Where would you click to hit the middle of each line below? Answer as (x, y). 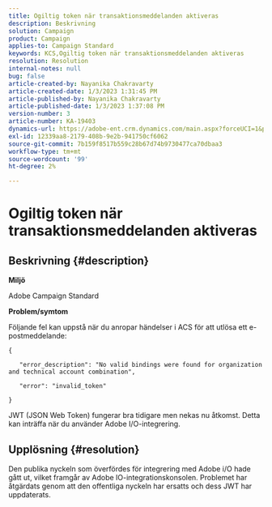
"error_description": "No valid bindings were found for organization (141, 365)
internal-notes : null (45, 69)
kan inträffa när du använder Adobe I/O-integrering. (94, 424)
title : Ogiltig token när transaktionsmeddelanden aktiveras (114, 16)
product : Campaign (39, 38)
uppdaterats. (30, 494)
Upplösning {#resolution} (74, 449)
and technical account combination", (72, 372)
